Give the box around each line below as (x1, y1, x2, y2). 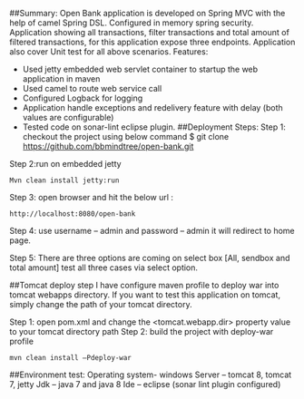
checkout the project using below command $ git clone (22, 131, 230, 141)
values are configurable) (22, 112, 114, 122)
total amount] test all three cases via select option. (9, 262, 198, 273)
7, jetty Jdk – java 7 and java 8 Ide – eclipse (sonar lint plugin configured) (9, 379, 281, 389)
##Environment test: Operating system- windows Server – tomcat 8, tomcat (9, 369, 292, 380)
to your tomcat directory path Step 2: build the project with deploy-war (9, 326, 274, 336)
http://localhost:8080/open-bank (9, 209, 136, 219)
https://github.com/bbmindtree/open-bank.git (22, 141, 194, 151)
